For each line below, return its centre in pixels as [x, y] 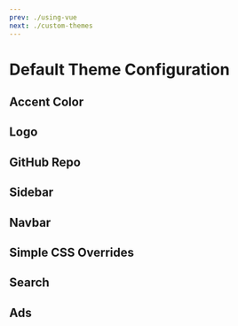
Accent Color [47, 102]
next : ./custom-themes [51, 26]
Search [30, 283]
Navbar [30, 222]
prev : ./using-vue [43, 17]
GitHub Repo [45, 162]
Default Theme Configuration [119, 70]
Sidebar [32, 193]
